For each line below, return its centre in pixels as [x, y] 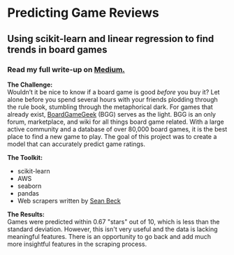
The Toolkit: [25, 157]
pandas [28, 193]
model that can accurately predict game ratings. [76, 144]
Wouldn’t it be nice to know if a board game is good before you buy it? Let [114, 92]
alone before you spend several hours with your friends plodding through [112, 99]
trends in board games [57, 49]
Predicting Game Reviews [83, 13]
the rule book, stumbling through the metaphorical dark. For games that [110, 107]
